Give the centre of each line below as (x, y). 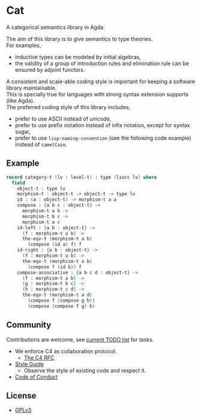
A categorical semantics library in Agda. (55, 27)
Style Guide (29, 364)
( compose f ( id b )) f (55, 267)
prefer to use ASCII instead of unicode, (63, 119)
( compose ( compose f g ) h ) (61, 306)
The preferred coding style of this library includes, (68, 107)
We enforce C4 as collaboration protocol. (66, 351)
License (21, 395)
